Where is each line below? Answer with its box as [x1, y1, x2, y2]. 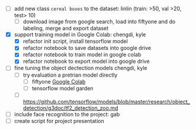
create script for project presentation [14, 117, 104, 124]
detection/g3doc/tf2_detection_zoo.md [23, 104, 118, 112]
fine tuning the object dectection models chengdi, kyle [14, 65, 147, 72]
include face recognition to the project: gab [14, 110, 120, 118]
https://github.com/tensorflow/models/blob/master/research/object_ [23, 98, 190, 105]
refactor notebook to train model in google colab [23, 51, 142, 58]
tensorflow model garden [31, 84, 94, 91]
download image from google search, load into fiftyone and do [23, 18, 176, 26]
